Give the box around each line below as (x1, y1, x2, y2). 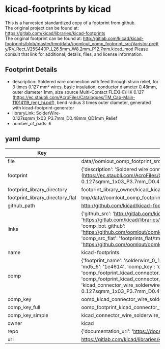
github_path (7, 202, 35, 209)
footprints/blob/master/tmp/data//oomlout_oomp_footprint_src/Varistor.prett (5, 40, 159, 46)
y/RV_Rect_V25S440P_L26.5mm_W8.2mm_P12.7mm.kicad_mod (5, 46, 134, 52)
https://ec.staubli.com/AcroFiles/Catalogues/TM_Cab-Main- (14, 94, 136, 100)
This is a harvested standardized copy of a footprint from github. (5, 20, 136, 26)
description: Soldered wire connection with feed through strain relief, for (12, 78, 159, 84)
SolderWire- (36, 110, 61, 116)
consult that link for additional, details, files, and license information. (5, 51, 143, 57)
